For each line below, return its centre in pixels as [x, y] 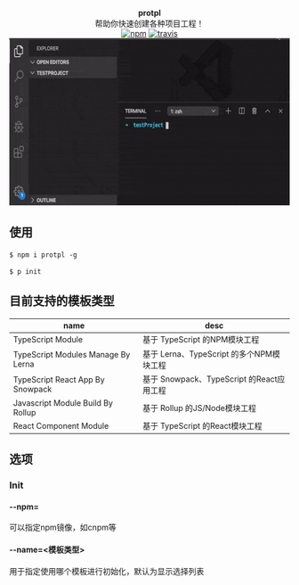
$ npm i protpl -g [43, 255]
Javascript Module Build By [63, 403]
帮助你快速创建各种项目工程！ [149, 23]
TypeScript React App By [59, 379]
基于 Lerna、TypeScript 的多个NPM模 [211, 354]
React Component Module [61, 425]
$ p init [25, 271]
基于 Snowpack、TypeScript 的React [210, 379]
